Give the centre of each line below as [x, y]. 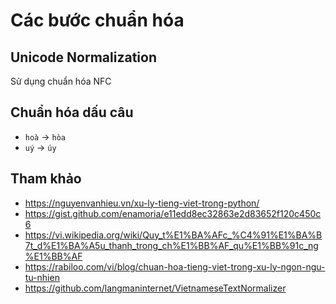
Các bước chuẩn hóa [97, 20]
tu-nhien [42, 277]
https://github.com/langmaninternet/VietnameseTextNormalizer [155, 288]
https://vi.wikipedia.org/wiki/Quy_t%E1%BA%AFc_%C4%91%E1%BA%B [173, 235]
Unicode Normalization [83, 57]
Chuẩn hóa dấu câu [72, 112]
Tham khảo [46, 179]
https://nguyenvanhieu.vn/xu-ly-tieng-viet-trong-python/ [142, 203]
